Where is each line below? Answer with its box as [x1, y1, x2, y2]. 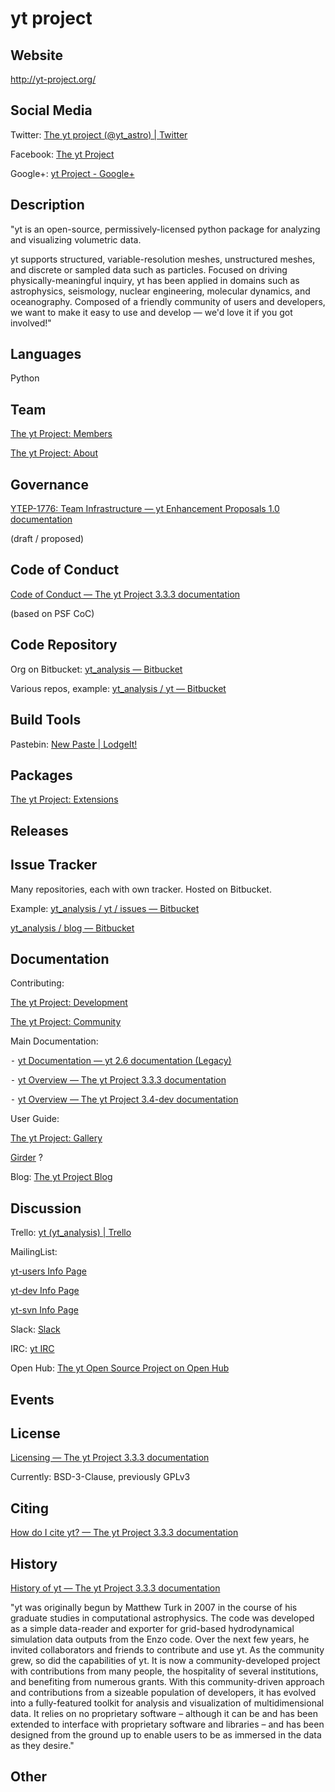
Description [10, 197, 85, 214]
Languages [10, 346, 82, 363]
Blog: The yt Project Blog [10, 1171, 113, 1183]
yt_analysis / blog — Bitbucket [10, 922, 135, 934]
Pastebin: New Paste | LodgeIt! [10, 738, 138, 750]
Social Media [10, 102, 93, 119]
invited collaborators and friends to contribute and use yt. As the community [10, 1643, 325, 1656]
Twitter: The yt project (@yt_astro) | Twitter [10, 128, 188, 141]
